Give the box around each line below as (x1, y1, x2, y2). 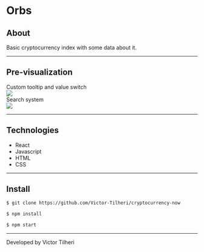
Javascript (15, 148, 42, 155)
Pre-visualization (6, 67, 73, 78)
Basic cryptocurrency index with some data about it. (6, 44, 137, 51)
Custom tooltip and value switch (6, 83, 87, 90)
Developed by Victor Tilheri (6, 239, 75, 246)
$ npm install (6, 211, 42, 217)
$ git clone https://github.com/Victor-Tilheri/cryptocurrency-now (6, 200, 181, 206)
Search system (6, 95, 44, 103)
